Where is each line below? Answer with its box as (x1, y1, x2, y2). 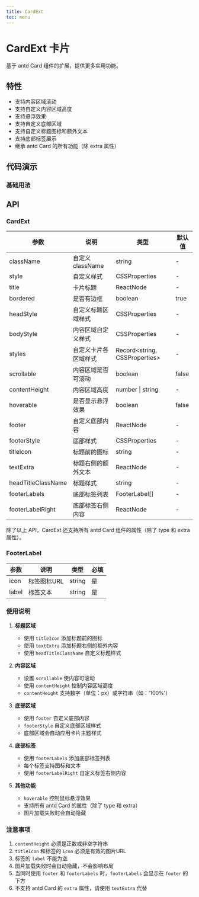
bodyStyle (9, 330, 38, 338)
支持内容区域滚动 (14, 98, 57, 105)
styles (9, 350, 26, 358)
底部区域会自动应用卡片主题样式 (23, 729, 102, 736)
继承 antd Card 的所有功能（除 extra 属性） (14, 143, 120, 150)
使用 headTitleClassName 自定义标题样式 (23, 649, 121, 656)
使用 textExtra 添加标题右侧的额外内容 (23, 642, 118, 649)
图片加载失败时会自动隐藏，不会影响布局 (14, 863, 114, 870)
